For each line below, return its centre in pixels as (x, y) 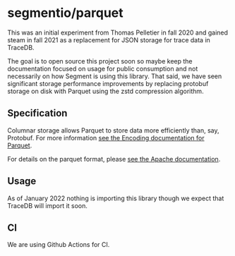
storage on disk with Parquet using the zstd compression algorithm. (106, 91)
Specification (37, 113)
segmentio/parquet (65, 13)
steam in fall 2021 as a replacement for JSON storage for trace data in (109, 39)
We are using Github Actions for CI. (59, 245)
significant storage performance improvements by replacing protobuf (108, 83)
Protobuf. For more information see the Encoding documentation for (106, 138)
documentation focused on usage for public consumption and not (103, 68)
